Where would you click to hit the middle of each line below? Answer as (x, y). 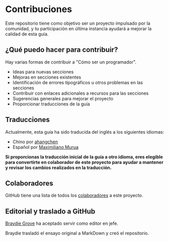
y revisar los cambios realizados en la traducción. (58, 167)
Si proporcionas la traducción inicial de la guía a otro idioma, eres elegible (84, 157)
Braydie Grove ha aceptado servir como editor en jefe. (62, 223)
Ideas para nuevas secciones (43, 72)
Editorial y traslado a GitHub (50, 211)
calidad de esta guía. (27, 34)
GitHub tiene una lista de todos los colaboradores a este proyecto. (74, 196)
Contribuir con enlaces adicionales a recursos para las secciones (80, 93)
